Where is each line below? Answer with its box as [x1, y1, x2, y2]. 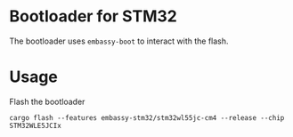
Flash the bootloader [9, 96, 85, 107]
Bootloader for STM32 [9, 6, 178, 27]
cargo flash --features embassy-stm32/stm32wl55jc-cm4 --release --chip [9, 113, 285, 122]
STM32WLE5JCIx [9, 121, 62, 130]
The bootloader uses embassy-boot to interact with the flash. [9, 36, 229, 46]
